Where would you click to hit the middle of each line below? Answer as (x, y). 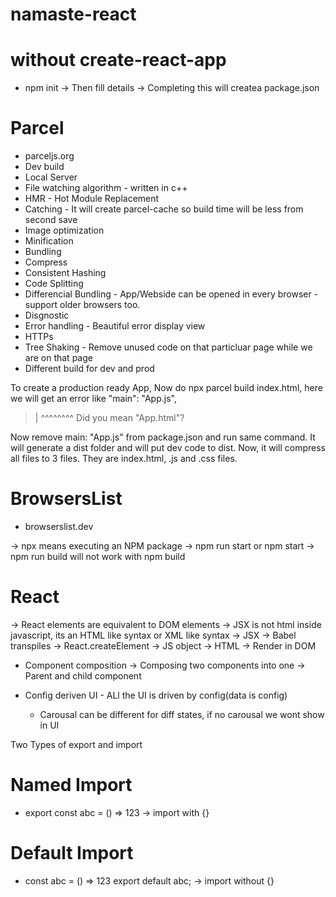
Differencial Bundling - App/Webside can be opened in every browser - (171, 294)
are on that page (58, 358)
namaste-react (73, 14)
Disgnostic (47, 315)
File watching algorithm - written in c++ (106, 188)
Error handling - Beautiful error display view (115, 326)
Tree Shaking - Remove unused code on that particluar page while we (168, 347)
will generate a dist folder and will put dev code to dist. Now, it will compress (168, 448)
